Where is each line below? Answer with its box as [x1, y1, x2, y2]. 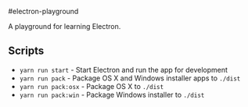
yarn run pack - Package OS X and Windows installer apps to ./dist [19, 73, 241, 83]
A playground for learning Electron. [8, 22, 121, 30]
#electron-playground [8, 7, 79, 16]
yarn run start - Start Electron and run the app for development [19, 65, 228, 74]
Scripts [8, 45, 45, 58]
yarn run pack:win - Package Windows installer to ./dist [19, 90, 205, 99]
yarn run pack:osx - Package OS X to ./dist [19, 81, 164, 91]
